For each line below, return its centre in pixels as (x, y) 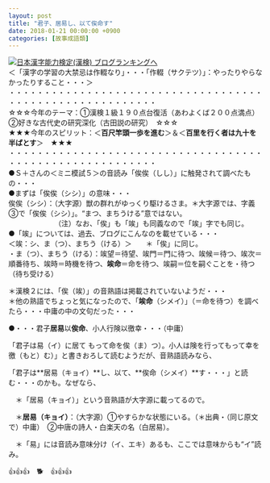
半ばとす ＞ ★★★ (41, 143)
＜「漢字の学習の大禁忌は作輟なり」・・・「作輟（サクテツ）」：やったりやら (132, 73)
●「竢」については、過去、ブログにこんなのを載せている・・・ (114, 234)
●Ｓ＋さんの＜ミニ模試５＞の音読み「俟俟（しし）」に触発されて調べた (126, 173)
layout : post (30, 16)
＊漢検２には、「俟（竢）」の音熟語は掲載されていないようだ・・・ (118, 291)
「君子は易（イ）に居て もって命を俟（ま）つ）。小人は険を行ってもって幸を (134, 346)
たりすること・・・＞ (58, 82)
